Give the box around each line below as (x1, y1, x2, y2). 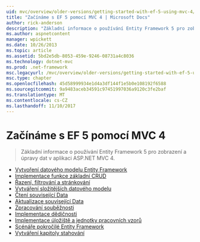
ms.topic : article (6, 48, 52, 54)
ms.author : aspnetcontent (6, 31, 70, 37)
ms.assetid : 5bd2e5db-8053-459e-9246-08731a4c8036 (6, 53, 135, 59)
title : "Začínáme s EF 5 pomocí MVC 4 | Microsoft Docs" (6, 14, 151, 20)
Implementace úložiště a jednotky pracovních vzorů (14, 217, 142, 224)
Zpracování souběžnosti (14, 204, 74, 212)
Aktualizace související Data (14, 198, 84, 205)
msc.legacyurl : (6, 70, 44, 76)
